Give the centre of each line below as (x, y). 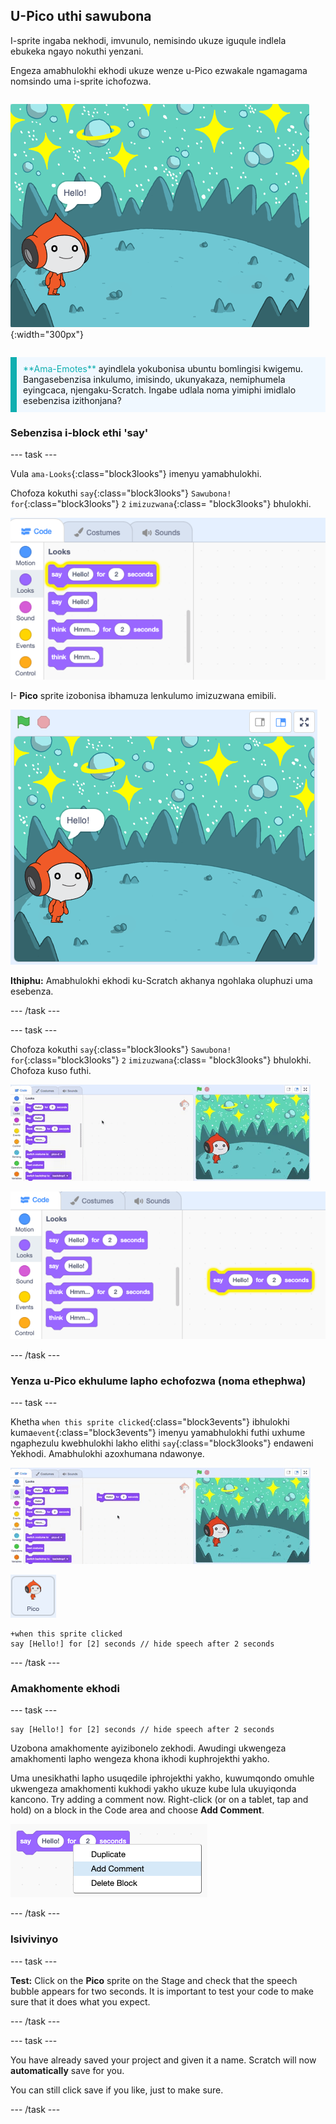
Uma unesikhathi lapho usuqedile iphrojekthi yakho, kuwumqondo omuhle (162, 1778)
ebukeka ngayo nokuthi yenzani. (77, 51)
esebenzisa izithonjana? (72, 400)
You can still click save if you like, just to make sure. (117, 2090)
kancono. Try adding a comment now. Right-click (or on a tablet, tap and (159, 1800)
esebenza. (32, 991)
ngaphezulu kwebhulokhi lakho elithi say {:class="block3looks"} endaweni (162, 1443)
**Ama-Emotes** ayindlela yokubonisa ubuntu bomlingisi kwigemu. (163, 368)
